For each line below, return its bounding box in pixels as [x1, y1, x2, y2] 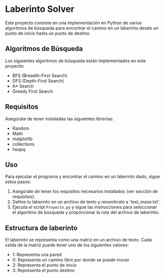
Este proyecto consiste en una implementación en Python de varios [5, 20, 142, 26]
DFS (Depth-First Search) [12, 78, 64, 83]
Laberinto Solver [5, 3, 75, 15]
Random [12, 125, 30, 131]
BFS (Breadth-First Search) [12, 73, 68, 79]
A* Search [12, 83, 34, 89]
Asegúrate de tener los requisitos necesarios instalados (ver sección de [12, 189, 158, 195]
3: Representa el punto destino [12, 268, 75, 274]
